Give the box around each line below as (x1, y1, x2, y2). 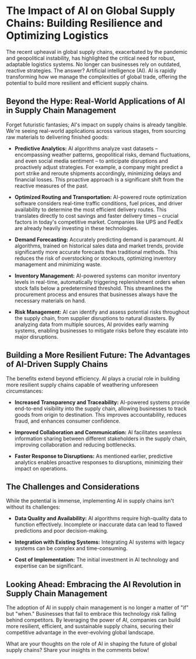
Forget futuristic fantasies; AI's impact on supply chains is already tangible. (6, 121, 187, 128)
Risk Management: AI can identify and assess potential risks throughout (14, 308, 190, 315)
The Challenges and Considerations (6, 482, 140, 492)
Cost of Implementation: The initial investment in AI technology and (14, 556, 179, 563)
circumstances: (6, 387, 43, 394)
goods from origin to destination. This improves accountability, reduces (14, 411, 187, 418)
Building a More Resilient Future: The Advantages (6, 350, 191, 361)
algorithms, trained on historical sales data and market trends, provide (14, 242, 184, 249)
